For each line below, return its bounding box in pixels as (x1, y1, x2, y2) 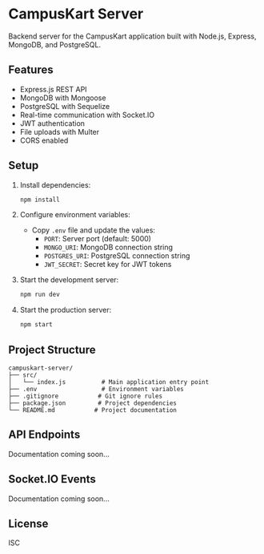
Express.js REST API (19, 84, 87, 94)
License (8, 517, 49, 531)
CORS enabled (19, 135, 69, 145)
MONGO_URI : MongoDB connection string (43, 242, 174, 253)
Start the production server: (19, 305, 112, 315)
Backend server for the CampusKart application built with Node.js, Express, (8, 31, 257, 41)
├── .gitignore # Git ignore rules (8, 392, 162, 400)
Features (8, 63, 54, 77)
